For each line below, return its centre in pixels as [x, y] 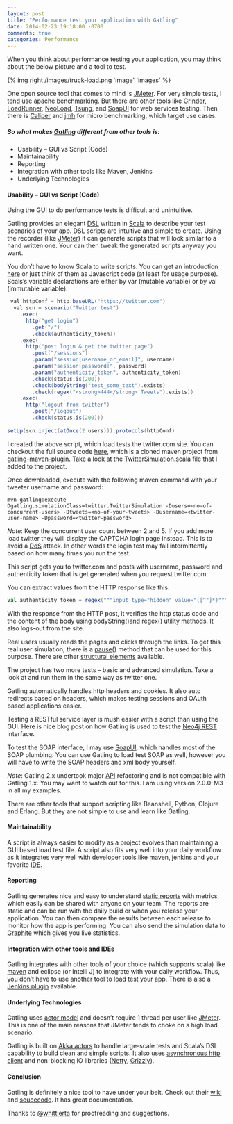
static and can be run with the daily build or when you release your [102, 911]
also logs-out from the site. [46, 628]
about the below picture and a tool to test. [67, 67]
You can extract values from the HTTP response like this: [88, 587]
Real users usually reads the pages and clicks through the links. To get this [114, 642]
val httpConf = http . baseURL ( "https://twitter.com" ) [88, 302]
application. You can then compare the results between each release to [109, 918]
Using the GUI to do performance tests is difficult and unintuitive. [100, 210]
